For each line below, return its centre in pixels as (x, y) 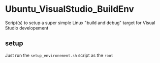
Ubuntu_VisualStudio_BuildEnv (70, 9)
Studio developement (27, 28)
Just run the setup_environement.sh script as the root (59, 55)
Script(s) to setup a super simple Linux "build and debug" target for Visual (80, 23)
